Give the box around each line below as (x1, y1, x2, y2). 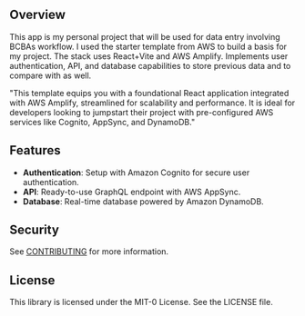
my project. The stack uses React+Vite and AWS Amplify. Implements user (9, 50, 289, 62)
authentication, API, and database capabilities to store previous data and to (9, 60, 291, 71)
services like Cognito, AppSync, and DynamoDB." (9, 116, 196, 127)
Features (9, 143, 61, 158)
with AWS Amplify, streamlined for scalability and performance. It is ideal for (9, 97, 296, 108)
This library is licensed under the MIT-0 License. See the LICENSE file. (9, 297, 273, 308)
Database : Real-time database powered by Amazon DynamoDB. (22, 195, 264, 207)
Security (9, 222, 59, 238)
